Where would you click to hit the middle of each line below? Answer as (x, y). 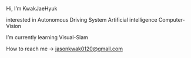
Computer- (172, 20)
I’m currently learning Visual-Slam (47, 37)
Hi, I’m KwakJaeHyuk (32, 8)
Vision (14, 26)
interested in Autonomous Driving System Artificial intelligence (82, 20)
